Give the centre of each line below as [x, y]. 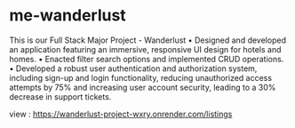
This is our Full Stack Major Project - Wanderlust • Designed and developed [148, 40]
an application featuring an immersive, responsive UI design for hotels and [145, 49]
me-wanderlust [68, 16]
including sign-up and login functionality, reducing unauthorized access [141, 77]
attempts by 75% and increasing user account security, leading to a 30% [143, 87]
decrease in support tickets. [60, 96]
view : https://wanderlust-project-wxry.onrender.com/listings [121, 114]
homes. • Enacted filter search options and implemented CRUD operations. [147, 59]
